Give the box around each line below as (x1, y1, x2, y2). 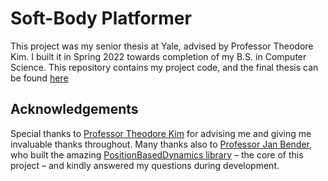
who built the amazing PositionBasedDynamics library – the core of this (10, 148, 304, 161)
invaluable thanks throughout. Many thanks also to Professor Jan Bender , (10, 138, 313, 150)
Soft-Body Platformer (10, 7, 192, 30)
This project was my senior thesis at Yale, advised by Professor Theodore (10, 40, 314, 52)
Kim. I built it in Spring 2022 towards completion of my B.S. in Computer (10, 50, 307, 62)
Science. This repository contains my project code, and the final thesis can (10, 61, 319, 73)
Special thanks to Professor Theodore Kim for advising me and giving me (10, 127, 312, 139)
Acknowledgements (10, 101, 139, 118)
